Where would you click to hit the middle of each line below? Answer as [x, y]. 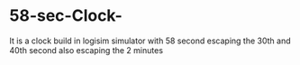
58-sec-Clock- [66, 16]
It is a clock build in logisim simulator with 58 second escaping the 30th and [150, 41]
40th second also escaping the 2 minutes [86, 50]
